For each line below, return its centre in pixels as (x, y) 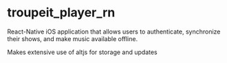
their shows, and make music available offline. (73, 38)
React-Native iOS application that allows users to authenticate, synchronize (114, 32)
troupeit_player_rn (61, 13)
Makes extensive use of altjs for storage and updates (82, 52)
